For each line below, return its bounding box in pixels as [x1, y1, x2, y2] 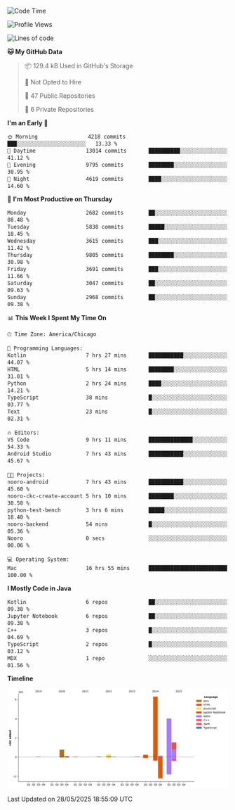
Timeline [7, 674, 34, 683]
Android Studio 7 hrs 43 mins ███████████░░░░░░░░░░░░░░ [7, 450, 228, 457]
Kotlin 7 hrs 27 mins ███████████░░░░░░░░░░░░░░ [7, 352, 228, 359]
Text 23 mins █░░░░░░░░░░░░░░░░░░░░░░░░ [7, 408, 228, 415]
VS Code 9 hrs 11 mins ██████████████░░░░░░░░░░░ [7, 436, 228, 443]
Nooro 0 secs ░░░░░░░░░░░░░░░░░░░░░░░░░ [7, 535, 228, 542]
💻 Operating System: [7, 556, 70, 563]
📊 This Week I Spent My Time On [7, 314, 107, 322]
